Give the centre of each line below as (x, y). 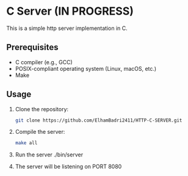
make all (26, 143)
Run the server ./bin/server (49, 155)
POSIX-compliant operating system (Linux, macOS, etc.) (86, 68)
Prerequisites (32, 47)
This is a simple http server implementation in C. (67, 28)
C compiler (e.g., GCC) (44, 62)
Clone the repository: (42, 109)
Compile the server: (40, 132)
